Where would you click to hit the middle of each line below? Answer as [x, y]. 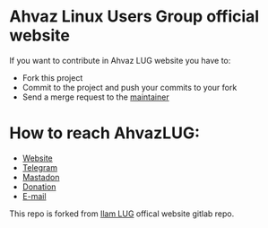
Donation [39, 187]
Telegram [40, 167]
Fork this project [52, 77]
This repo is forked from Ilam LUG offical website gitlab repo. [122, 214]
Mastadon [41, 177]
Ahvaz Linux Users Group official [134, 17]
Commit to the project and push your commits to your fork [130, 87]
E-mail [34, 196]
